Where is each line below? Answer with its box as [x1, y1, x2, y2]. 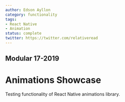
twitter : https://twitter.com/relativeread [5, 36, 98, 41]
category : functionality [5, 12, 57, 17]
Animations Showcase [5, 74, 101, 86]
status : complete [5, 31, 42, 36]
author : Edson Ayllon [5, 7, 51, 13]
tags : [5, 17, 17, 22]
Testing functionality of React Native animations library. [5, 91, 120, 97]
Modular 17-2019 [5, 54, 59, 63]
